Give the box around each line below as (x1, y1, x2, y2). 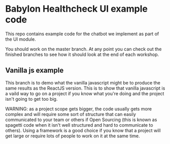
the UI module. (5, 36, 37, 42)
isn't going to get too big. (5, 96, 58, 102)
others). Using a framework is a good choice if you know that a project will (5, 127, 161, 133)
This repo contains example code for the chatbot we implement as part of (5, 31, 159, 37)
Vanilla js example (5, 66, 64, 75)
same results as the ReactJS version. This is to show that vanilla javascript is (5, 85, 165, 91)
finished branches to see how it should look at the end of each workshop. (5, 51, 159, 57)
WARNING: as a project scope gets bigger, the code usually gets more (5, 105, 152, 112)
